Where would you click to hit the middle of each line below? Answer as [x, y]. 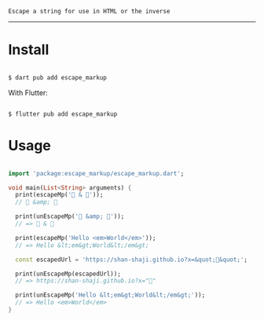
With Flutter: [28, 92]
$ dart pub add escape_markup [58, 77]
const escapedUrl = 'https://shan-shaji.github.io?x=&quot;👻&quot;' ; [131, 260]
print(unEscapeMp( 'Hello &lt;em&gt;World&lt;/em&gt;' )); [110, 295]
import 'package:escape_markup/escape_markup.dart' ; [96, 173]
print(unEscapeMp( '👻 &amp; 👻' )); [70, 216]
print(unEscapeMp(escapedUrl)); [68, 274]
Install [29, 50]
